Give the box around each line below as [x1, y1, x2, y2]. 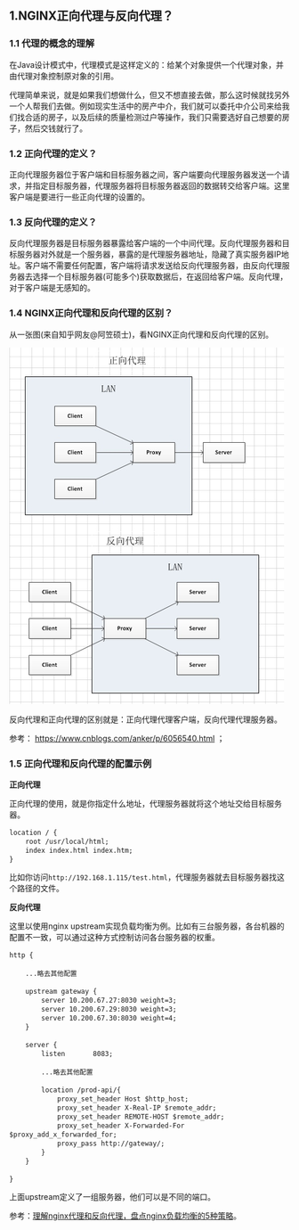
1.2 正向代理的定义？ [9, 147, 98, 160]
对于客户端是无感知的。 [9, 283, 95, 293]
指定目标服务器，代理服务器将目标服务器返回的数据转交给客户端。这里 [32, 180, 290, 191]
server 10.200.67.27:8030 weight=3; [41, 996, 177, 1004]
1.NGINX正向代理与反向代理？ [9, 8, 174, 24]
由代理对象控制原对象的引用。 [9, 70, 118, 81]
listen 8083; [41, 1049, 114, 1058]
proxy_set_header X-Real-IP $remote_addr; [56, 1103, 217, 1112]
